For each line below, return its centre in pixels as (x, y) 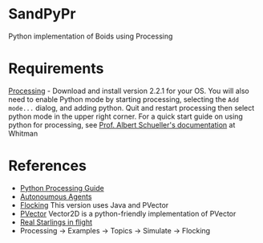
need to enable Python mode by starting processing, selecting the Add (123, 99)
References (47, 166)
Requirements (56, 69)
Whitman (23, 133)
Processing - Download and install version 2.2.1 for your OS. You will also (129, 91)
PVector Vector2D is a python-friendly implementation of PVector (128, 213)
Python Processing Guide (62, 188)
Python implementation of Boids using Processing (91, 36)
